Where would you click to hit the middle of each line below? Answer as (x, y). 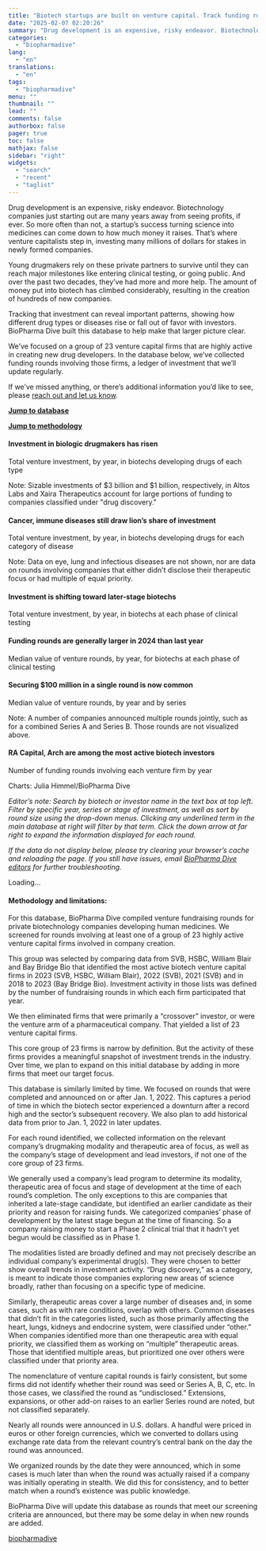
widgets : (23, 163)
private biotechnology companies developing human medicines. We (119, 927)
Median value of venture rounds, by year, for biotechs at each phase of (124, 658)
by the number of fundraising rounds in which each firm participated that (127, 993)
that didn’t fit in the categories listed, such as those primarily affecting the (129, 1319)
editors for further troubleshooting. (65, 867)
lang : (17, 52)
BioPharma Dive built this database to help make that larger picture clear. (127, 330)
